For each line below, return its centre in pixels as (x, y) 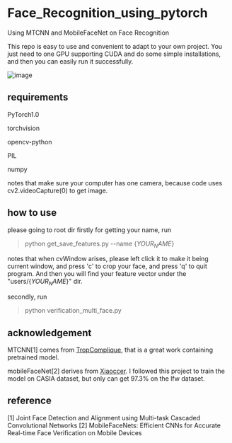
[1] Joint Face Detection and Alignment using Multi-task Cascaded (104, 418)
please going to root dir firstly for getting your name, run (89, 230)
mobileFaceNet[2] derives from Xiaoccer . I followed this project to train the (116, 371)
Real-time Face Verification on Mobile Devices (75, 432)
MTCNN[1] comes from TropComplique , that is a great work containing (110, 350)
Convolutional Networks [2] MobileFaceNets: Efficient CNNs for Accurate (114, 425)
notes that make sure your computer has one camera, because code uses (115, 183)
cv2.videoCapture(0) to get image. (58, 190)
